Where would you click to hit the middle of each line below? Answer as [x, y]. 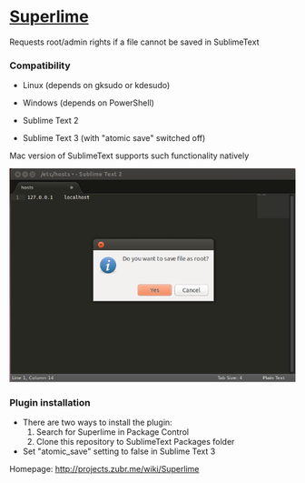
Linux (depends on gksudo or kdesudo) [96, 86]
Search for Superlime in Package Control [112, 432]
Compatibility [40, 65]
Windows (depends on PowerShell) [88, 103]
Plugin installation [50, 403]
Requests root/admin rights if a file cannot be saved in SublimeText [134, 42]
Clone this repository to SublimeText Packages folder [135, 442]
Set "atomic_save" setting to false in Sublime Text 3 [119, 451]
